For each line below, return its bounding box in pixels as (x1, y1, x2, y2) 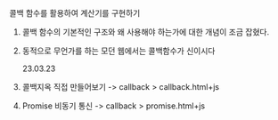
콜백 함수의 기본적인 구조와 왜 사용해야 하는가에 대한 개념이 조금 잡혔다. (21, 27, 270, 37)
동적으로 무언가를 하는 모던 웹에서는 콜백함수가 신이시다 (21, 45, 216, 56)
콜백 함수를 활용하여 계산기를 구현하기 (9, 8, 141, 18)
